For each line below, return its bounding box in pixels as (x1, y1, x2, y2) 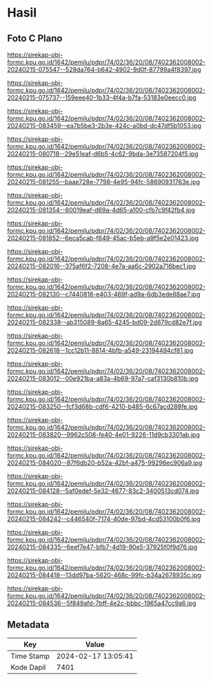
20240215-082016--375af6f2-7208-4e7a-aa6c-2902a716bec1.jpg (7, 262, 196, 270)
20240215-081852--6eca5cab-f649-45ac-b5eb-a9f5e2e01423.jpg (7, 234, 199, 242)
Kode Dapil (10, 662, 46, 672)
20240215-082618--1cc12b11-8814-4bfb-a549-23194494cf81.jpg (7, 346, 194, 354)
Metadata (7, 619, 50, 631)
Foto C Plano (7, 32, 63, 44)
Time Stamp (10, 651, 50, 661)
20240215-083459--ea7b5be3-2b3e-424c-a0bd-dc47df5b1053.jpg (7, 122, 202, 129)
